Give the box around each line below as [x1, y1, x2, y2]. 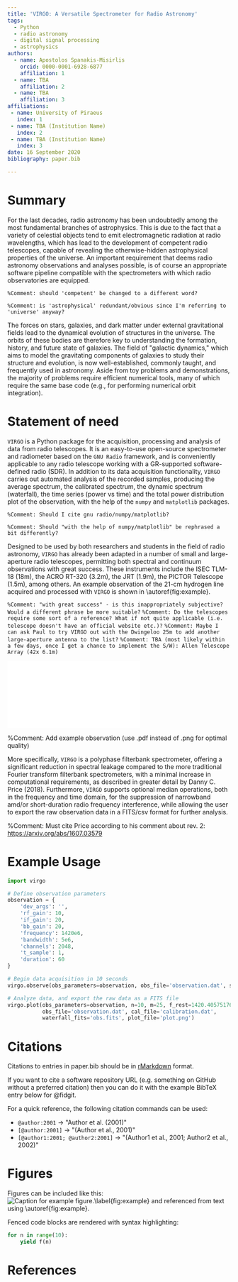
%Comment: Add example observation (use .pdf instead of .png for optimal [7, 734, 227, 742]
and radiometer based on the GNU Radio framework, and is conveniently [7, 452, 216, 460]
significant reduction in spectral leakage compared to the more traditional [7, 762, 222, 770]
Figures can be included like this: [7, 1189, 104, 1198]
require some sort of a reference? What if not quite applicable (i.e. [7, 614, 223, 621]
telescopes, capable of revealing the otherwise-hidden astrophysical [7, 245, 208, 254]
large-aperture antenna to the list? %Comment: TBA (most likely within [7, 636, 225, 643]
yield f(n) [20, 1239, 52, 1246]
